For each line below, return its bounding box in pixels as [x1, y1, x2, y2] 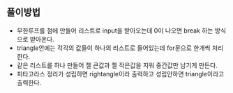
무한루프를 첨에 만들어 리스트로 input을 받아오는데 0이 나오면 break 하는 [16, 26, 213, 35]
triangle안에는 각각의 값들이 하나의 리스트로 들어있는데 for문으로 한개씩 [16, 44, 211, 52]
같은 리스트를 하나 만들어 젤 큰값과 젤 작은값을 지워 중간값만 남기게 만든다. [16, 61, 218, 69]
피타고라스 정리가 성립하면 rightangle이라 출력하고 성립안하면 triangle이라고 [16, 69, 225, 78]
